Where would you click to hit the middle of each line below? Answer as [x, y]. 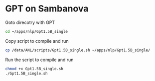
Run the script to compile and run [39, 60]
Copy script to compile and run [37, 41]
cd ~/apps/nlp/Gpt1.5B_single [37, 31]
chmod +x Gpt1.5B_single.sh [34, 69]
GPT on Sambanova [47, 9]
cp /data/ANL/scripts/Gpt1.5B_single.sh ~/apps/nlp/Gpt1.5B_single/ [78, 50]
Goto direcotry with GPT [30, 22]
